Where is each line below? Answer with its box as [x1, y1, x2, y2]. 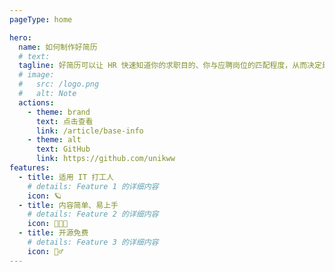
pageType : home [9, 14, 73, 25]
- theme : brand [27, 107, 91, 117]
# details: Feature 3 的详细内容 [27, 237, 159, 247]
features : [9, 163, 51, 173]
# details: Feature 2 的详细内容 [27, 209, 159, 220]
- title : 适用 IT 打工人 [18, 172, 114, 182]
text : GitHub [35, 144, 91, 155]
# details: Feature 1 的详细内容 [27, 181, 159, 191]
